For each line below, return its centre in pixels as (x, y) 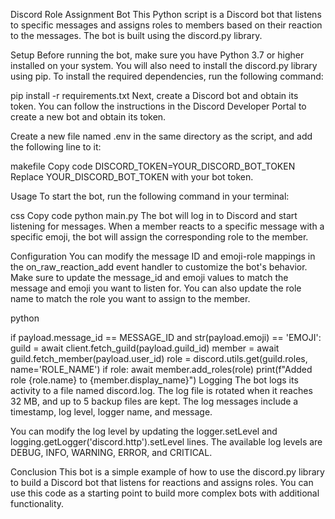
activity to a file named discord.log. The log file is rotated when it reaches (161, 390)
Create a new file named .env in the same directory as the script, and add (161, 136)
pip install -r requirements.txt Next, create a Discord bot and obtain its (154, 95)
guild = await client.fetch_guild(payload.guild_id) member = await (145, 348)
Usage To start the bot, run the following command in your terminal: (150, 196)
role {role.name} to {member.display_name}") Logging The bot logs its (154, 380)
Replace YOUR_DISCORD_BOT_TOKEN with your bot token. (132, 177)
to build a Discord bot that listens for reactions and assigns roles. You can (162, 482)
